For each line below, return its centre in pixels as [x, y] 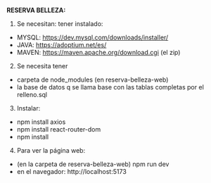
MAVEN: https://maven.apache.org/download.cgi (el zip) [98, 52]
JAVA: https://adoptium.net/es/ [62, 45]
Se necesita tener [42, 66]
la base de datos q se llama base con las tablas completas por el [110, 87]
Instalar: [28, 108]
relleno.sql [32, 95]
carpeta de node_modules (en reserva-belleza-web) [92, 80]
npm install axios [41, 122]
